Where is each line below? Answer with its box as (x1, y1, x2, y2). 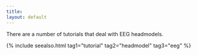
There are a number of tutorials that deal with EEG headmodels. (6, 30, 164, 37)
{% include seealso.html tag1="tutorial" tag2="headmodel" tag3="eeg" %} (6, 42, 191, 49)
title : (6, 8, 23, 15)
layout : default (6, 14, 47, 20)
